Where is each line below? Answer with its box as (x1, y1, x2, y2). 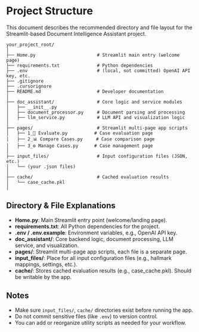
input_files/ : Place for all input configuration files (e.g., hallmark (14, 254, 172, 261)
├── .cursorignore (6, 83, 52, 89)
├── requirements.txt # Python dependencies (6, 62, 153, 68)
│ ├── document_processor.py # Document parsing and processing (6, 109, 185, 115)
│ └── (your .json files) (6, 164, 76, 170)
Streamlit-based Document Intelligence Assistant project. (6, 30, 147, 37)
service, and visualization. (14, 242, 79, 249)
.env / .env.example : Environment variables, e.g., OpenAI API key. (14, 229, 178, 236)
